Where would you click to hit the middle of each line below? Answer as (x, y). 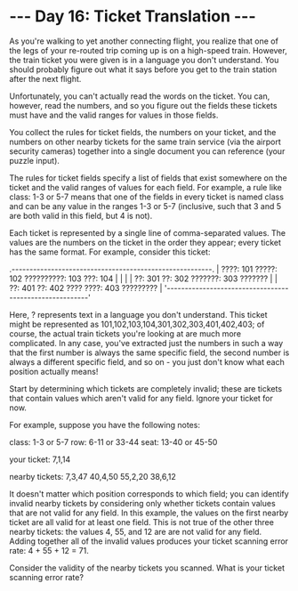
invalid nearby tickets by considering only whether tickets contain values (142, 503)
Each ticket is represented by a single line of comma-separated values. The (148, 232)
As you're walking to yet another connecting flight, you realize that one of (144, 41)
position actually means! (54, 371)
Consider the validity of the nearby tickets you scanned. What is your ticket (147, 568)
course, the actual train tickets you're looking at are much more (125, 333)
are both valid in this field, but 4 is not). (81, 215)
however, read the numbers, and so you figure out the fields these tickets (143, 105)
